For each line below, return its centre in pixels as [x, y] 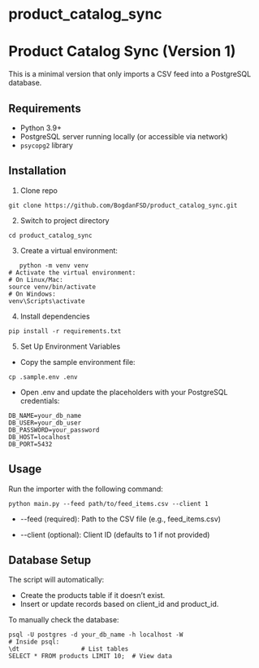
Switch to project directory [65, 220]
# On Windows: [32, 294]
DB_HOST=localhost [39, 437]
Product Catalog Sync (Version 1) [122, 52]
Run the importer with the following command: [86, 489]
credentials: [40, 401]
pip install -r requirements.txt [65, 331]
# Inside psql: [34, 642]
